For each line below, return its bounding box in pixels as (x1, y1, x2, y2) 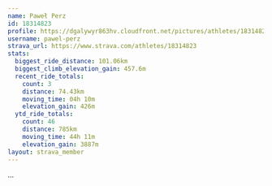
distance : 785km (22, 125, 78, 133)
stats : (7, 50, 30, 58)
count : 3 (22, 80, 52, 88)
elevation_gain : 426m (22, 102, 95, 110)
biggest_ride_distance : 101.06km (15, 58, 128, 66)
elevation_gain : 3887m (22, 140, 99, 149)
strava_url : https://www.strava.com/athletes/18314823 (7, 42, 197, 50)
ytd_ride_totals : (15, 110, 74, 119)
